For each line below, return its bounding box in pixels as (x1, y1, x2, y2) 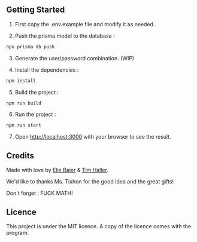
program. (6, 229, 29, 236)
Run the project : (14, 111, 56, 118)
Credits (6, 151, 35, 161)
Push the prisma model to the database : (14, 32, 115, 39)
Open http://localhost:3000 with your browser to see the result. (14, 133, 172, 140)
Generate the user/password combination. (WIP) (14, 54, 135, 62)
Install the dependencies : (14, 66, 79, 73)
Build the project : (14, 88, 59, 96)
